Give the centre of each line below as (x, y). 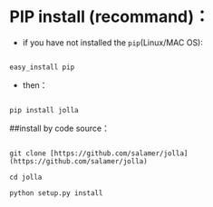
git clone (28, 153)
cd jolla (26, 177)
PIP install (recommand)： (110, 17)
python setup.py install (56, 193)
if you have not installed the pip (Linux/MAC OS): (113, 42)
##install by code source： (60, 128)
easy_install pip (42, 67)
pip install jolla (44, 110)
